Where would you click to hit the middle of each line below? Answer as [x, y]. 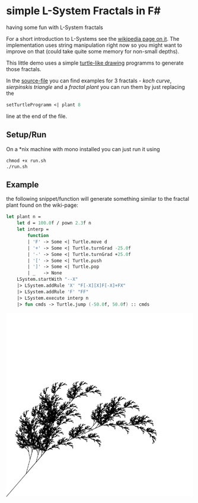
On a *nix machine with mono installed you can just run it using [83, 149]
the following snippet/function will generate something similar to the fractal [98, 199]
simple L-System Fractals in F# [84, 11]
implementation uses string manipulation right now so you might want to [94, 45]
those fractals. [24, 69]
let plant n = [24, 217]
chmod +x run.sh [26, 161]
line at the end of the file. [37, 116]
